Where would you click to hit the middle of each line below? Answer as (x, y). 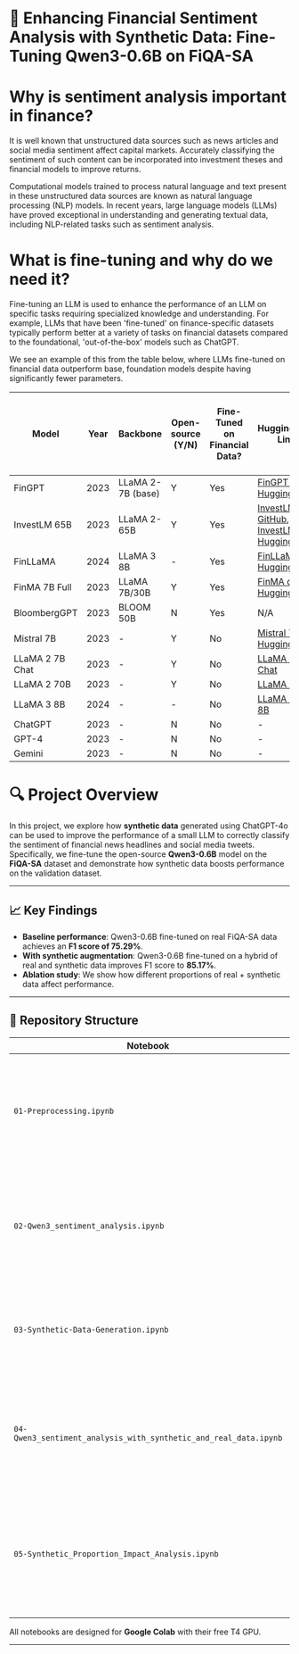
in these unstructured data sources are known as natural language (131, 196)
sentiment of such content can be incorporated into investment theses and (146, 160)
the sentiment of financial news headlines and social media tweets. (132, 844)
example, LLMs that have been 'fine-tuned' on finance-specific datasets (141, 323)
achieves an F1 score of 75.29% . (83, 946)
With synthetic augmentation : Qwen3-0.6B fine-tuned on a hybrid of (150, 955)
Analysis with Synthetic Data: (121, 37)
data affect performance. (68, 984)
